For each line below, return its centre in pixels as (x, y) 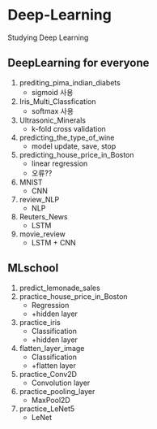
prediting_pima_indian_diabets (70, 82)
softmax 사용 (53, 110)
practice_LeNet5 (47, 409)
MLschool (33, 269)
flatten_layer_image (52, 348)
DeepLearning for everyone (78, 63)
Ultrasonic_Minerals (53, 120)
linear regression (59, 163)
